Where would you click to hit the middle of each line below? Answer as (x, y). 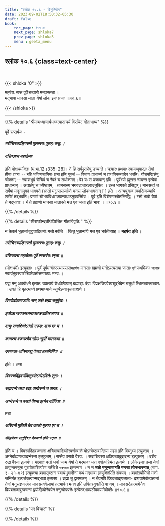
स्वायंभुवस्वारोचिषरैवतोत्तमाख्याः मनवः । (34, 274)
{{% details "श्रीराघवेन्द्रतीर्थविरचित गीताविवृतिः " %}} (49, 221)
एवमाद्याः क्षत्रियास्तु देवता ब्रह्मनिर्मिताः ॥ (34, 351)
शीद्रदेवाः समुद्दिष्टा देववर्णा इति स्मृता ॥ (33, 438)
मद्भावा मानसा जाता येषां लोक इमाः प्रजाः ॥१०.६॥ (43, 98)
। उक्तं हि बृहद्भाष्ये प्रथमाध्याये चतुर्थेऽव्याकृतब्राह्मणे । (45, 289)
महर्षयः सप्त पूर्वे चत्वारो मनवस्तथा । (32, 92)
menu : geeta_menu (33, 42)
